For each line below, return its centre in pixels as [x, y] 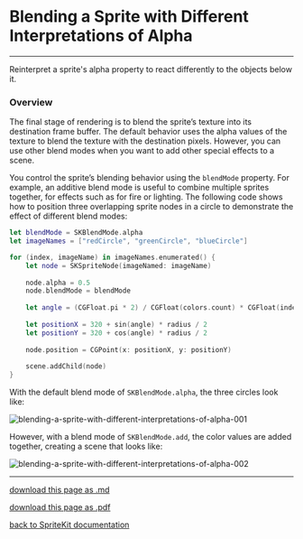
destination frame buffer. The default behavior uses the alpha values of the [148, 132]
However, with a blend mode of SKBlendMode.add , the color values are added [151, 437]
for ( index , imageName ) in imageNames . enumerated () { [113, 257]
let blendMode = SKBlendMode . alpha [76, 233]
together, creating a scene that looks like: [86, 446]
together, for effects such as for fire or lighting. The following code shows [146, 197]
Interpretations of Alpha [101, 36]
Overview [31, 102]
